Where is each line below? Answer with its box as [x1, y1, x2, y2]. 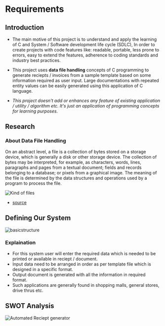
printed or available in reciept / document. [12, 256, 98, 262]
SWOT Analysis [5, 302, 54, 310]
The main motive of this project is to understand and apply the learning [12, 36, 157, 42]
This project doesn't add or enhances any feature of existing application [12, 98, 161, 104]
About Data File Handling [5, 137, 67, 144]
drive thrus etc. [12, 287, 43, 293]
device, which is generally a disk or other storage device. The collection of [5, 154, 157, 160]
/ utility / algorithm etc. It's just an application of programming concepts [12, 103, 160, 109]
